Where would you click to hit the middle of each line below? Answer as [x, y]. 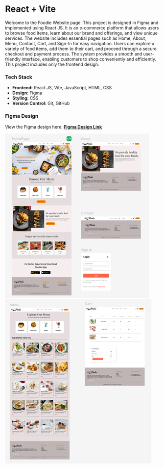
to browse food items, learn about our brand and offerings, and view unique [82, 33]
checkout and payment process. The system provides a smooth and [74, 54]
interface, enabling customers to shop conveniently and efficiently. [89, 59]
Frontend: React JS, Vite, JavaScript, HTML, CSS [62, 88]
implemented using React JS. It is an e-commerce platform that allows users [82, 27]
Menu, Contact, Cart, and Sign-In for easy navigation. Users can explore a [80, 43]
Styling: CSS [25, 98]
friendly [13, 59]
